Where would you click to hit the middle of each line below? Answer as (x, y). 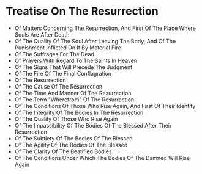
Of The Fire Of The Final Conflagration (63, 73)
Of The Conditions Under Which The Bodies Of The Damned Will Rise (102, 158)
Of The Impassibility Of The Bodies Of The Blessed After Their (93, 125)
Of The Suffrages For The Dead (54, 54)
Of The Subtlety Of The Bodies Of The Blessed (73, 138)
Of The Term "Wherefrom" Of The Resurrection (74, 100)
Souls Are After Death (42, 34)
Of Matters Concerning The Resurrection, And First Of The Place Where (105, 28)
